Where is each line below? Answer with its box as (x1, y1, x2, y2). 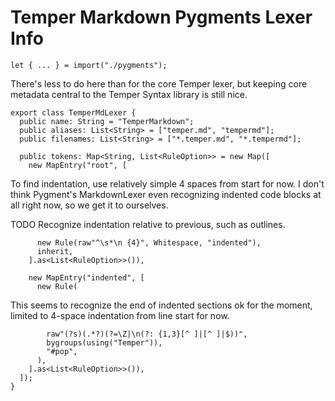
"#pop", (46, 346, 78, 356)
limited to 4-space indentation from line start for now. (10, 309, 230, 321)
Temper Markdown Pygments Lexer (10, 6, 313, 29)
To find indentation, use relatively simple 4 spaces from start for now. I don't (10, 177, 325, 190)
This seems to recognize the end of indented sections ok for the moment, (10, 299, 313, 311)
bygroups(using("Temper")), (46, 337, 163, 348)
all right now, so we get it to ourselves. (10, 199, 169, 211)
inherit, (36, 246, 74, 256)
